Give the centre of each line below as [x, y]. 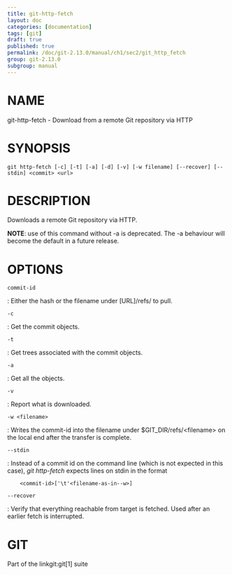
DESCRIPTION [49, 201]
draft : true [24, 40]
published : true [31, 46]
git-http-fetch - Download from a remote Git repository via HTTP [100, 120]
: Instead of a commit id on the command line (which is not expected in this [115, 464]
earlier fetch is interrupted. [46, 516]
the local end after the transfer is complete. [69, 438]
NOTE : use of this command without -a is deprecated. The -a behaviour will [116, 234]
